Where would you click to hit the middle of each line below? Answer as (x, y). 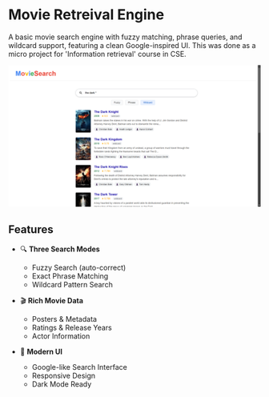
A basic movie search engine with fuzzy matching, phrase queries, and (125, 37)
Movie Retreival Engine (86, 15)
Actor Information (61, 336)
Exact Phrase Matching (70, 276)
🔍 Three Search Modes (60, 249)
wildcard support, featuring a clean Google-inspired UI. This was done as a (132, 45)
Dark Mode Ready (62, 384)
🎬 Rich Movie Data (52, 301)
